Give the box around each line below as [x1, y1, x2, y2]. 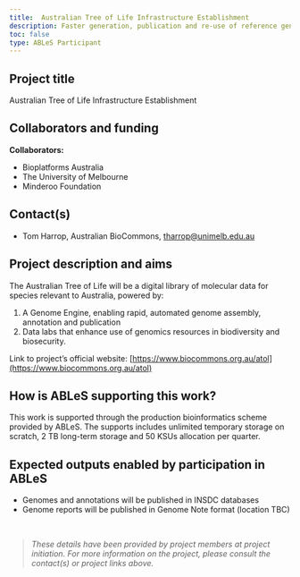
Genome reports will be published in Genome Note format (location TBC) [21, 505, 290, 515]
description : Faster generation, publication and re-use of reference [9, 21, 278, 30]
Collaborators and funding [9, 121, 159, 136]
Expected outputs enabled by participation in [9, 457, 266, 472]
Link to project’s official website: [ [9, 352, 133, 363]
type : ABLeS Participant [9, 38, 102, 47]
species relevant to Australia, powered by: [9, 290, 164, 301]
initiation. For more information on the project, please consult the [30, 548, 271, 559]
